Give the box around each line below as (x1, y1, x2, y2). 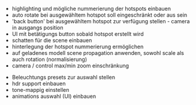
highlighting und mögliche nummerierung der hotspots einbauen (11, 5, 171, 12)
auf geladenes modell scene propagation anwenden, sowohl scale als (11, 50, 185, 56)
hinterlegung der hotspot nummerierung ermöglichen (11, 43, 144, 50)
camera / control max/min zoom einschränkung (11, 62, 129, 69)
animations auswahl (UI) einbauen (11, 92, 97, 100)
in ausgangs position (11, 24, 64, 31)
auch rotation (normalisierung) (11, 56, 88, 63)
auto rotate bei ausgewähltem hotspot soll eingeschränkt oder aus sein (11, 11, 188, 18)
